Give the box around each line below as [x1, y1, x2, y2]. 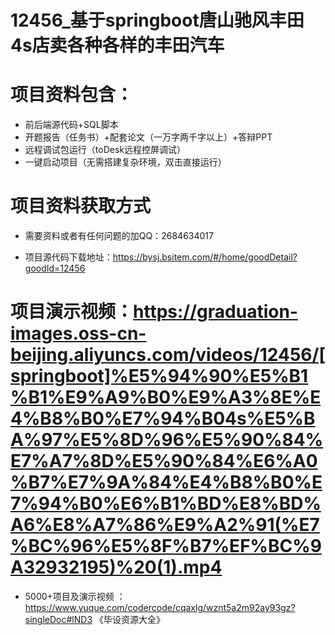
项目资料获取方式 [10, 195, 152, 218]
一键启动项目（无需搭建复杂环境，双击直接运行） [24, 156, 227, 168]
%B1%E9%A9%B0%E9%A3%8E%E [10, 386, 322, 409]
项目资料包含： [10, 84, 134, 106]
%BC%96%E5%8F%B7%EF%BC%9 [10, 535, 322, 558]
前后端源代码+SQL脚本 [24, 119, 119, 131]
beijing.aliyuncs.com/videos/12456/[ [10, 344, 326, 366]
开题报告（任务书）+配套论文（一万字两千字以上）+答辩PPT [24, 131, 273, 143]
